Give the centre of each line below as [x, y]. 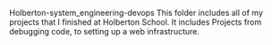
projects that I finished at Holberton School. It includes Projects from [136, 22]
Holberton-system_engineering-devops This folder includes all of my [136, 13]
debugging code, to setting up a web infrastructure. [104, 31]
